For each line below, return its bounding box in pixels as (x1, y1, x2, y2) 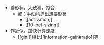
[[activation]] (25, 17, 52, 22)
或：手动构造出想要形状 (17, 11, 67, 17)
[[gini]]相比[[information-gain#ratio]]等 (17, 34, 99, 40)
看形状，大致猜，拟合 (10, 5, 55, 10)
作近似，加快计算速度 (10, 28, 55, 34)
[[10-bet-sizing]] (25, 22, 60, 28)
